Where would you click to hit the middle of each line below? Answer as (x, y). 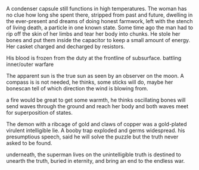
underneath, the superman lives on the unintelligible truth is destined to (94, 155)
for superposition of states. (40, 113)
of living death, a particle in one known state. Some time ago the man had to (100, 27)
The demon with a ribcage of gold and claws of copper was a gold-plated (97, 124)
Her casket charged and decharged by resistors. (66, 46)
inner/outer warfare (30, 64)
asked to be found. (29, 143)
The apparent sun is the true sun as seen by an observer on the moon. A (95, 76)
